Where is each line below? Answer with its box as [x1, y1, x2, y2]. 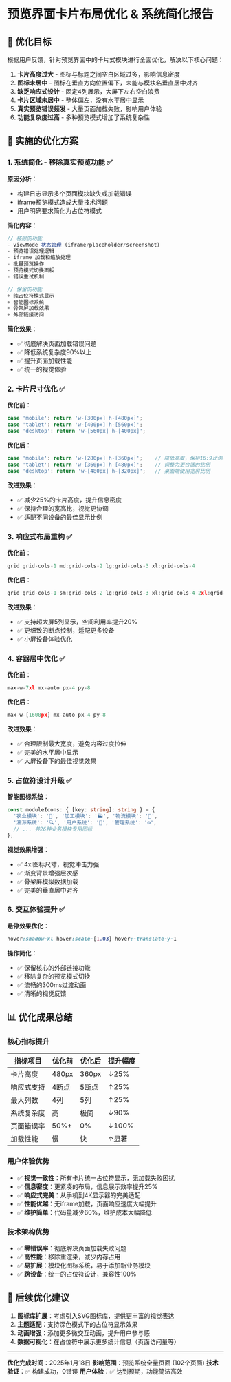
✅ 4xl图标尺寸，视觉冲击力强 [16, 860, 100, 868]
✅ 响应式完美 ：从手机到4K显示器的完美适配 [16, 1190, 141, 1199]
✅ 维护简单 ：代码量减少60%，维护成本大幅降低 [16, 1208, 153, 1217]
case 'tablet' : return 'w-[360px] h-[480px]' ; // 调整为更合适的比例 [7, 461, 211, 468]
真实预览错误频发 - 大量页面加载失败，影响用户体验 [16, 105, 163, 112]
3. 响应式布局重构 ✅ [7, 531, 73, 541]
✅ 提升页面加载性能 [16, 356, 73, 365]
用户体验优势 [7, 1157, 50, 1166]
